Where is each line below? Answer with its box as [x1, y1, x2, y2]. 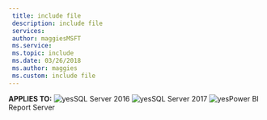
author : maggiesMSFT [11, 34, 82, 43]
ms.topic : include [11, 49, 74, 57]
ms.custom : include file [11, 72, 95, 80]
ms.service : [11, 42, 53, 50]
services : [11, 27, 45, 35]
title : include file [11, 11, 82, 20]
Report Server [8, 102, 55, 112]
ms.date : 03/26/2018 [11, 57, 82, 65]
